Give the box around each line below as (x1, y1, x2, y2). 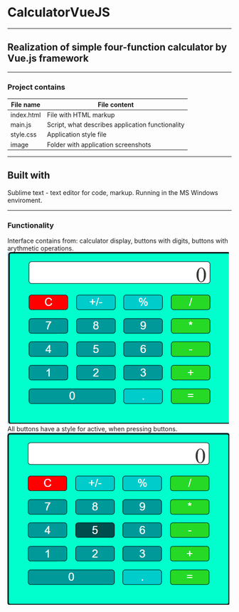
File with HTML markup (47, 110, 115, 119)
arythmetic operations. (7, 244, 74, 253)
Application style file (47, 130, 107, 139)
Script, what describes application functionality (47, 120, 185, 129)
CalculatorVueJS (7, 4, 110, 21)
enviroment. (7, 196, 43, 204)
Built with (7, 169, 51, 181)
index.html (10, 110, 41, 119)
